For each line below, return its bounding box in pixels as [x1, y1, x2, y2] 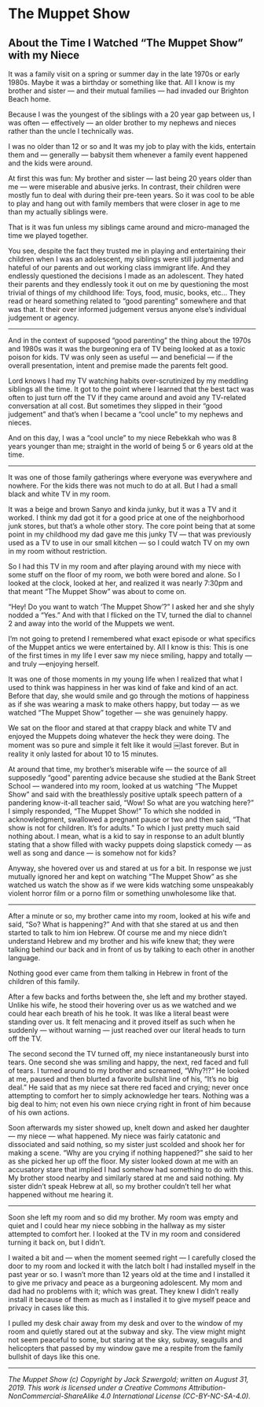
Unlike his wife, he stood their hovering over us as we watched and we [8, 1000, 237, 1009]
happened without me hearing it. [8, 1190, 114, 1199]
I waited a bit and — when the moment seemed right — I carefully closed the [8, 1253, 256, 1262]
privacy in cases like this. [8, 1303, 90, 1312]
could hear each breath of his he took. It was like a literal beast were [8, 1009, 229, 1018]
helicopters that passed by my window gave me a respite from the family [8, 1344, 244, 1353]
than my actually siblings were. [8, 207, 108, 217]
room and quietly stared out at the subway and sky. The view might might [8, 1327, 246, 1336]
